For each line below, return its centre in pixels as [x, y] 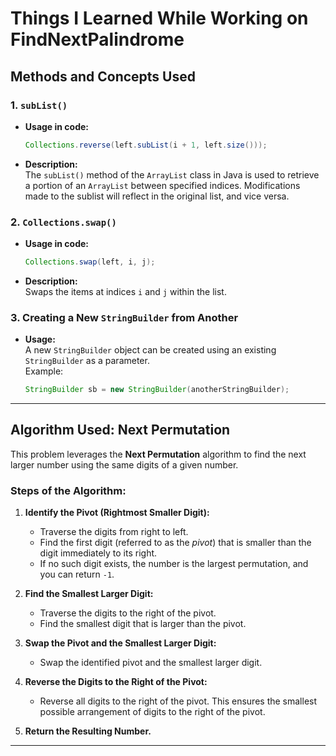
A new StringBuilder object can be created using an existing [150, 350]
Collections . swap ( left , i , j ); [90, 262]
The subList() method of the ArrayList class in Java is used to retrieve [172, 174]
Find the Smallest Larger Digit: [89, 594]
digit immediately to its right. [98, 553]
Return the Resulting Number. [88, 731]
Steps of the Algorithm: [68, 490]
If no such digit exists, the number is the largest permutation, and [174, 564]
